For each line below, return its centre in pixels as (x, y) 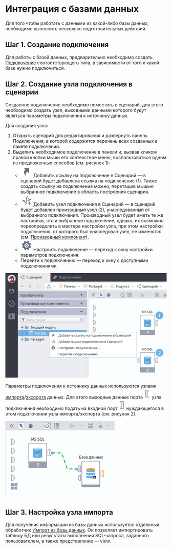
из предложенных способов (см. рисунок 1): (61, 163)
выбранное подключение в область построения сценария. (85, 192)
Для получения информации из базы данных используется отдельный (82, 525)
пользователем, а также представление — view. (58, 541)
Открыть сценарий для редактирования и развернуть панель (80, 135)
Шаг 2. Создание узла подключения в (69, 84)
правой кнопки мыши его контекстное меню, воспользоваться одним (90, 157)
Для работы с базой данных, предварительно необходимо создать (79, 57)
